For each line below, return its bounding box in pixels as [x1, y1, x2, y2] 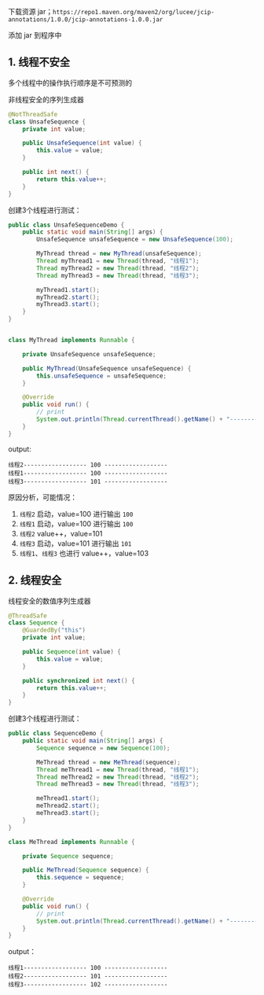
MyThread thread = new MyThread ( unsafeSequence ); [36, 250, 202, 258]
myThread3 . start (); [36, 300, 101, 308]
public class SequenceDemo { [8, 730, 104, 738]
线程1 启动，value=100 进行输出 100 [19, 518, 134, 529]
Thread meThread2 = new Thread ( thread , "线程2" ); [36, 773, 200, 781]
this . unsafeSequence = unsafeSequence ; [36, 372, 167, 380]
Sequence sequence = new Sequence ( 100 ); [36, 744, 170, 752]
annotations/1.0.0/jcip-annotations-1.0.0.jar [8, 16, 163, 24]
